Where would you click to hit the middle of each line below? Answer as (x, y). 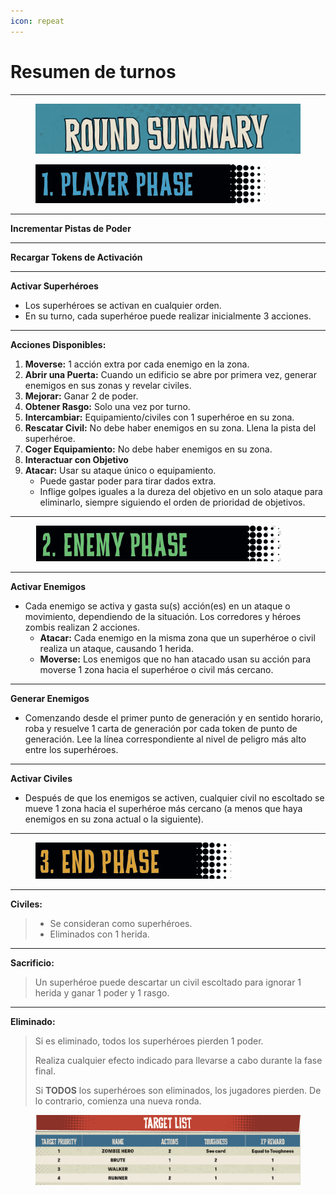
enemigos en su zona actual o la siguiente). (114, 819)
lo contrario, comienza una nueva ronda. (118, 1101)
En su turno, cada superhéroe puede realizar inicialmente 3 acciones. (168, 316)
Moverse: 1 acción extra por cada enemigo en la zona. (137, 364)
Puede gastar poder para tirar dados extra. (128, 481)
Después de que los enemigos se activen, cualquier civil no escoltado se (174, 797)
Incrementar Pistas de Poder (71, 228)
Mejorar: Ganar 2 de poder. (81, 396)
